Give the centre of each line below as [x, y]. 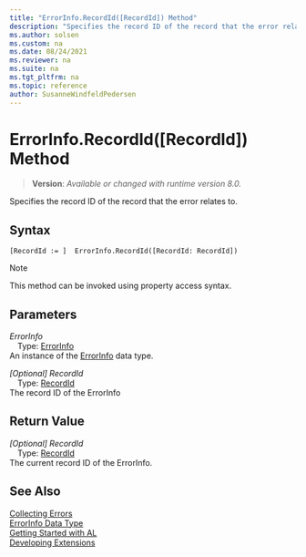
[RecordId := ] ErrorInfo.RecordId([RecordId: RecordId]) [124, 252]
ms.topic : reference [49, 86]
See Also [35, 492]
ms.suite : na [34, 69]
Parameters [43, 314]
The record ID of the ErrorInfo [65, 393]
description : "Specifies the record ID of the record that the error [144, 26]
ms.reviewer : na [40, 60]
